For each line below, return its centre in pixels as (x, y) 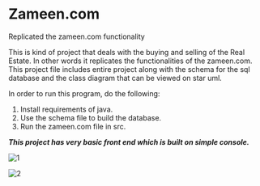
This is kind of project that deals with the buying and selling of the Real (127, 52)
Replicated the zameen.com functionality (77, 36)
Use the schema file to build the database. (91, 117)
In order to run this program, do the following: (84, 93)
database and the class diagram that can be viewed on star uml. (115, 78)
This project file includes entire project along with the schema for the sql (129, 69)
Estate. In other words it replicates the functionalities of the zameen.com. (130, 61)
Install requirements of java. (66, 109)
